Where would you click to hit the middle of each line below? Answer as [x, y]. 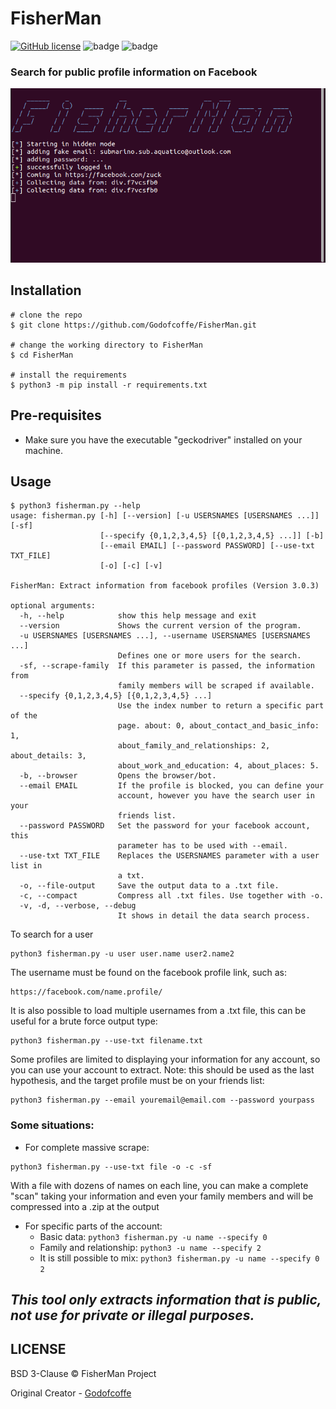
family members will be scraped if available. [216, 686]
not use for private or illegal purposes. [132, 1315]
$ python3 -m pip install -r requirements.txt [109, 385]
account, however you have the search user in [216, 796]
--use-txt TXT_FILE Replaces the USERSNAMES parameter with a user [169, 856]
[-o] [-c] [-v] [131, 566]
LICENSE [38, 1349]
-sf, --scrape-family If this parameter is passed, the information [167, 666]
